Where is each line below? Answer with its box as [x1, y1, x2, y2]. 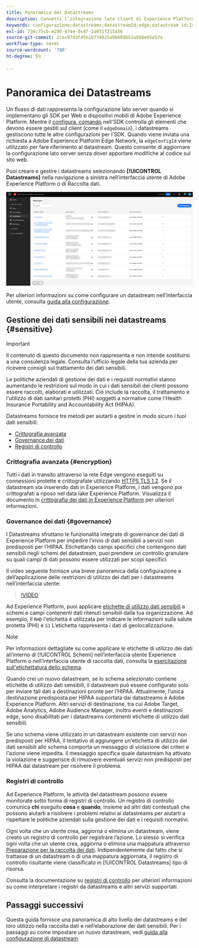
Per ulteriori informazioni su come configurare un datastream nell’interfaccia [6, 292, 192, 299]
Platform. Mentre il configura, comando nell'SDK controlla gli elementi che [6, 118, 187, 125]
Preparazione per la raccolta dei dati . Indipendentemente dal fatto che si [6, 846, 182, 853]
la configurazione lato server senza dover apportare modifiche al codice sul [6, 149, 191, 157]
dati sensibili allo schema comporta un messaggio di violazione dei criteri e [6, 743, 190, 751]
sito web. [6, 156, 28, 163]
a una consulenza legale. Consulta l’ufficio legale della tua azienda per [6, 358, 178, 365]
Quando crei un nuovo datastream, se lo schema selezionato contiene [6, 675, 176, 682]
